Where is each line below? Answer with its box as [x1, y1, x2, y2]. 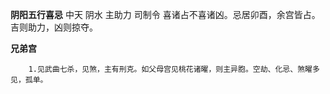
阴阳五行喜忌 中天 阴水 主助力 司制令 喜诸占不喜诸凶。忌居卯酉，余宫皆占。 [10, 9, 321, 20]
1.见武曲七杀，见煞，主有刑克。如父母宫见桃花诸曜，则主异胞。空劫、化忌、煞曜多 [28, 64, 320, 74]
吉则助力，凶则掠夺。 [10, 21, 98, 33]
